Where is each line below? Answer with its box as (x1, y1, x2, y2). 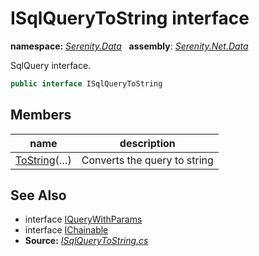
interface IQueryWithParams (24, 213, 143, 226)
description (119, 136, 176, 150)
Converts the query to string (81, 153, 214, 167)
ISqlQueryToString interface (10, 7, 250, 30)
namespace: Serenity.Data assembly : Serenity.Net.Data (10, 40, 249, 52)
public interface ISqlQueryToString (10, 78, 163, 89)
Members (10, 107, 72, 124)
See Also (10, 187, 67, 204)
